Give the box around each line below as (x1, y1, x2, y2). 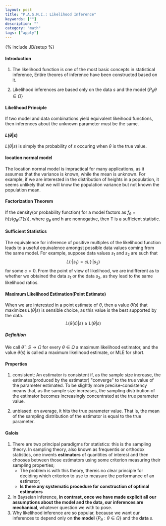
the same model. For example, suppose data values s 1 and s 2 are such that (5, 250, 158, 257)
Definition (5, 332, 26, 338)
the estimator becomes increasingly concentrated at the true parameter (12, 393, 159, 399)
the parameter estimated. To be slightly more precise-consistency (12, 382, 147, 388)
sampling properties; (12, 462, 55, 468)
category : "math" (5, 26, 41, 31)
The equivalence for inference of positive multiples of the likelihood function (5, 239, 161, 245)
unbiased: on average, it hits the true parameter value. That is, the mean (12, 408, 160, 414)
